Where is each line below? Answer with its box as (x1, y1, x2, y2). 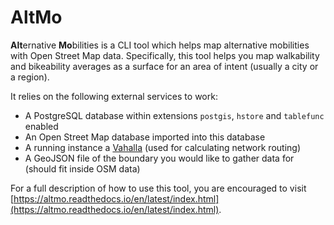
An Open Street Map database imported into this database (24, 131, 266, 143)
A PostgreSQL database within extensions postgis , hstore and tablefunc (24, 109, 325, 121)
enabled (24, 120, 59, 132)
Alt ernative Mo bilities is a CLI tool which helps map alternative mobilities (10, 39, 310, 51)
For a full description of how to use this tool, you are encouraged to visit (10, 182, 307, 194)
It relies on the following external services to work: (10, 90, 218, 102)
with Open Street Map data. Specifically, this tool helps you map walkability (10, 49, 320, 61)
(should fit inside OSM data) (24, 162, 141, 175)
